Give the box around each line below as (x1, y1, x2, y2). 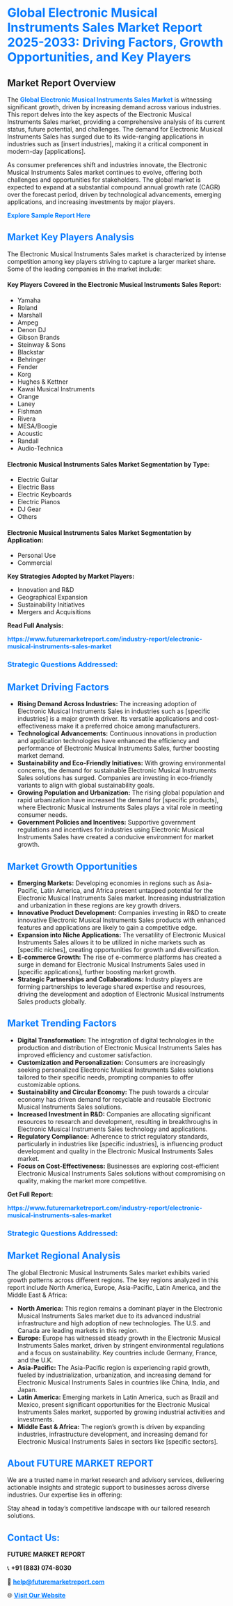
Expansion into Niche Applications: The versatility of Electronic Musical (17, 930, 226, 939)
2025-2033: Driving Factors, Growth (7, 35, 224, 50)
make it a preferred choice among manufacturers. (58, 722, 200, 731)
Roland (17, 304, 38, 312)
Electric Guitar (17, 476, 58, 484)
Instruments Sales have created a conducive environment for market (17, 833, 214, 841)
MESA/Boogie (17, 422, 58, 430)
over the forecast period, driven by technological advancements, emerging (7, 190, 222, 198)
